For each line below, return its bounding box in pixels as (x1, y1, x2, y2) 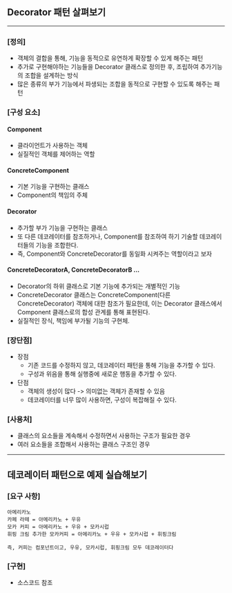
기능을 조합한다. (35, 241, 79, 249)
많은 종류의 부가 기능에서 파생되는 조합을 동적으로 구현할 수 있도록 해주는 (17, 80, 213, 88)
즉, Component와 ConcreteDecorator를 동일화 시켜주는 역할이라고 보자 (17, 250, 213, 258)
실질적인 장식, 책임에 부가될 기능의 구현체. (17, 317, 130, 325)
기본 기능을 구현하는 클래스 (17, 182, 90, 191)
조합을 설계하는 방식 (24, 71, 79, 79)
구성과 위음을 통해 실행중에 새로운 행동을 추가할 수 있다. (27, 370, 177, 378)
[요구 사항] (7, 491, 41, 501)
